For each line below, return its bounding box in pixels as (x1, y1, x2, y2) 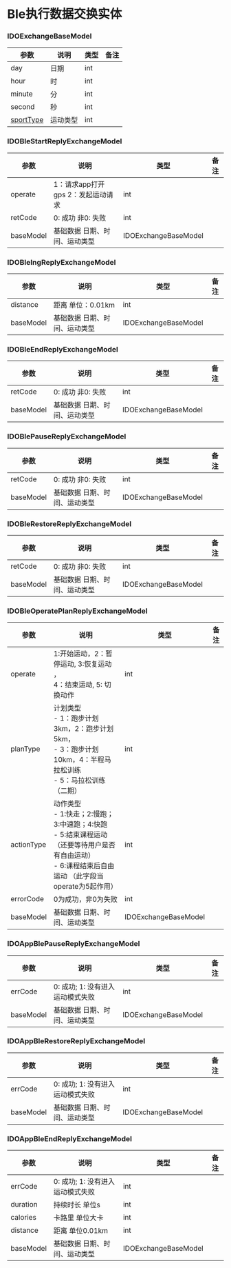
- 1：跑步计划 (53, 714, 99, 723)
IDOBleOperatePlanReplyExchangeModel (7, 606, 148, 616)
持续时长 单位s (53, 1200, 101, 1210)
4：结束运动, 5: (53, 680, 103, 690)
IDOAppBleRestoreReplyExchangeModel (7, 1036, 146, 1046)
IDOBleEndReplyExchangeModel (7, 345, 118, 354)
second (10, 102, 35, 112)
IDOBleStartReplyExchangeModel (7, 137, 122, 146)
